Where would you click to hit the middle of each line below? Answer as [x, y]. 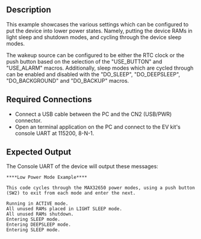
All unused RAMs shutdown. [40, 214]
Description [29, 10]
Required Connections [49, 99]
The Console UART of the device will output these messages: [82, 166]
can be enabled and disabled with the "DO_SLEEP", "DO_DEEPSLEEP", [93, 74]
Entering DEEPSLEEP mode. [39, 225]
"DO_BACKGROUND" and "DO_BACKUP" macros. [68, 80]
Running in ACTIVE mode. [37, 204]
